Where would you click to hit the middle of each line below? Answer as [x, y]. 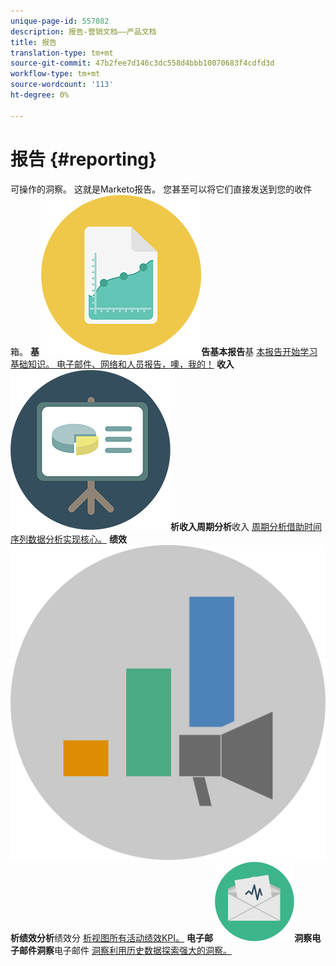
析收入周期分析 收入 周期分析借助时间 [246, 526]
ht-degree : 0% [40, 95]
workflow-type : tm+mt [55, 74]
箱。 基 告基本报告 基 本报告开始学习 [164, 351]
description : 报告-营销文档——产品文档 [83, 31]
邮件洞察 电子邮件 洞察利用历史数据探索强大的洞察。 [125, 950]
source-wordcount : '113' [62, 85]
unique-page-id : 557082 [60, 21]
